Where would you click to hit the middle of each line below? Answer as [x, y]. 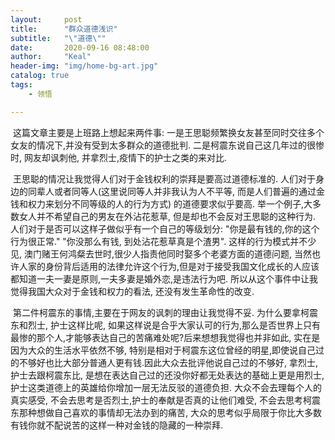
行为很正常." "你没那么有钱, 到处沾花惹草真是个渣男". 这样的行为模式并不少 [163, 241]
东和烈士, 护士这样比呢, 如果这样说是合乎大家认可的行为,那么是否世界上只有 [165, 325]
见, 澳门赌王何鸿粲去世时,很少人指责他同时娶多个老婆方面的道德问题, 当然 [161, 253]
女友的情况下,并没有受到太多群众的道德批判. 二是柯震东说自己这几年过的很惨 [167, 145]
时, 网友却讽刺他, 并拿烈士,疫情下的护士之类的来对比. [119, 157]
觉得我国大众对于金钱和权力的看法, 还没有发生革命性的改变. [132, 291]
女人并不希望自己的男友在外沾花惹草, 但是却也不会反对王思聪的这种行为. [167, 216]
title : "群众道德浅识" [64, 29]
